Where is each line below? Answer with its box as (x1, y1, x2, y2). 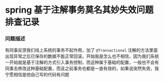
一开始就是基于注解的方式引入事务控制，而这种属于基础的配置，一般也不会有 (5, 60, 159, 65)
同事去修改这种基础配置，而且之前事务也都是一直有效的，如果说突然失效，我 (5, 65, 159, 71)
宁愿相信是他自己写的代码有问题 (5, 72, 69, 78)
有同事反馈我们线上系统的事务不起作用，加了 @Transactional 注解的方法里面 (5, 47, 158, 53)
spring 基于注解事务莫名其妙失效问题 (5, 4, 154, 16)
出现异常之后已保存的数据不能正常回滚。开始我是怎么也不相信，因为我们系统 (5, 53, 159, 59)
